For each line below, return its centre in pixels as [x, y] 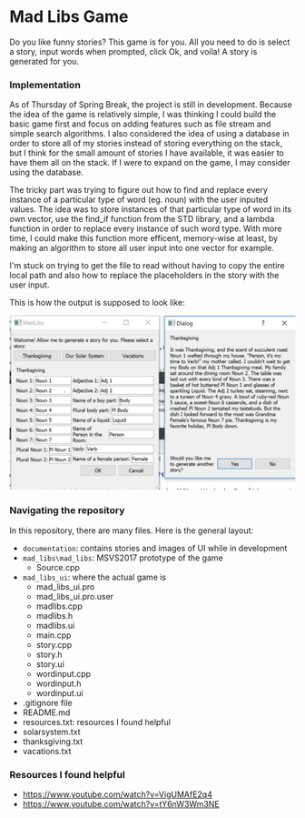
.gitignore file [47, 702]
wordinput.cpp [64, 673]
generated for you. [44, 61]
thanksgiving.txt [53, 741]
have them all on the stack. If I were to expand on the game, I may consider [150, 163]
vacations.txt [47, 751]
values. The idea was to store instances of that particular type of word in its [151, 209]
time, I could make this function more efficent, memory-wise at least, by [144, 238]
